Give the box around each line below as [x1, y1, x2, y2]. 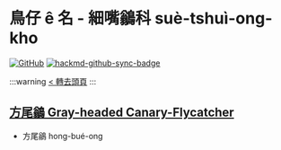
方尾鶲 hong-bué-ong [22, 130, 103, 141]
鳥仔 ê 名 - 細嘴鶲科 [9, 8, 152, 29]
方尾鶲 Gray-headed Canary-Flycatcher [9, 105, 235, 120]
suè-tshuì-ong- [154, 8, 273, 29]
